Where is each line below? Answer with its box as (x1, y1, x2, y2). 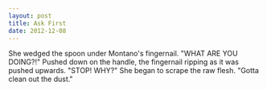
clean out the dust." (8, 74, 74, 84)
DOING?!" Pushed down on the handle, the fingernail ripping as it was (8, 57, 240, 67)
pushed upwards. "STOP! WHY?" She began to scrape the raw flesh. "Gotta (8, 66, 260, 76)
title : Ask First (8, 19, 67, 27)
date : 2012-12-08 (8, 27, 67, 35)
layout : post (8, 11, 52, 20)
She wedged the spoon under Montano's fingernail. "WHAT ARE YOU (8, 49, 239, 59)
